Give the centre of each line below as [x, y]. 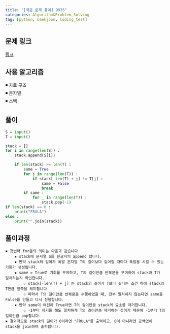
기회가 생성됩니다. [22, 268]
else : [12, 216]
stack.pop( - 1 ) [56, 203]
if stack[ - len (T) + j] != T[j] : [67, 179]
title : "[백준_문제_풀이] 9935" [36, 10]
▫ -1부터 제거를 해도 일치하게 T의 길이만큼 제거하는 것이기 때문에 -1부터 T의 [94, 311]
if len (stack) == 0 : [28, 207]
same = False [55, 183]
